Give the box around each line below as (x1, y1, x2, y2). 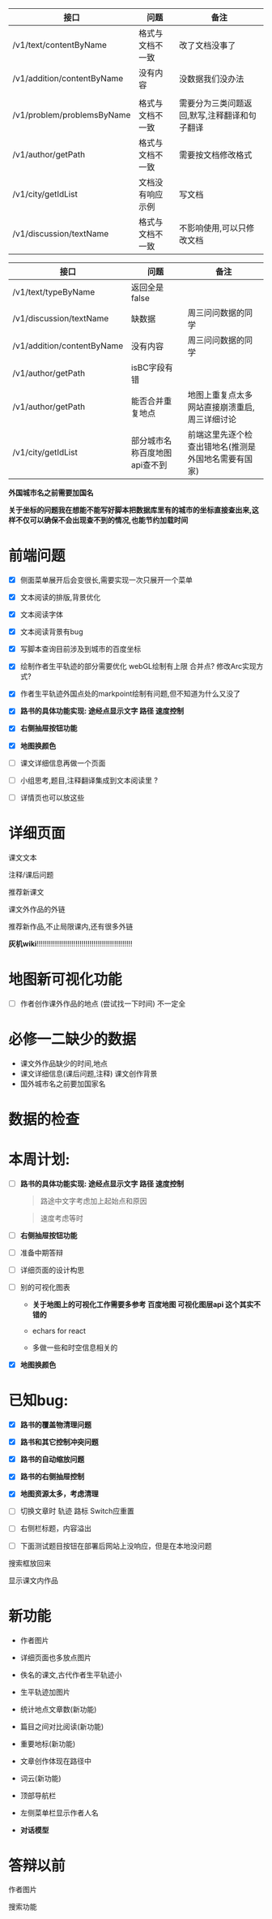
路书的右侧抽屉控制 (19, 1472, 85, 1481)
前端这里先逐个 (187, 429, 245, 440)
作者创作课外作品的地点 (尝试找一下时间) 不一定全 (19, 998, 186, 1008)
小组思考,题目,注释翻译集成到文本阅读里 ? (19, 775, 158, 785)
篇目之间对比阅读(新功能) (19, 1721, 104, 1731)
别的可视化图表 (19, 1283, 70, 1292)
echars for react (32, 1326, 87, 1336)
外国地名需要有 (187, 454, 245, 464)
